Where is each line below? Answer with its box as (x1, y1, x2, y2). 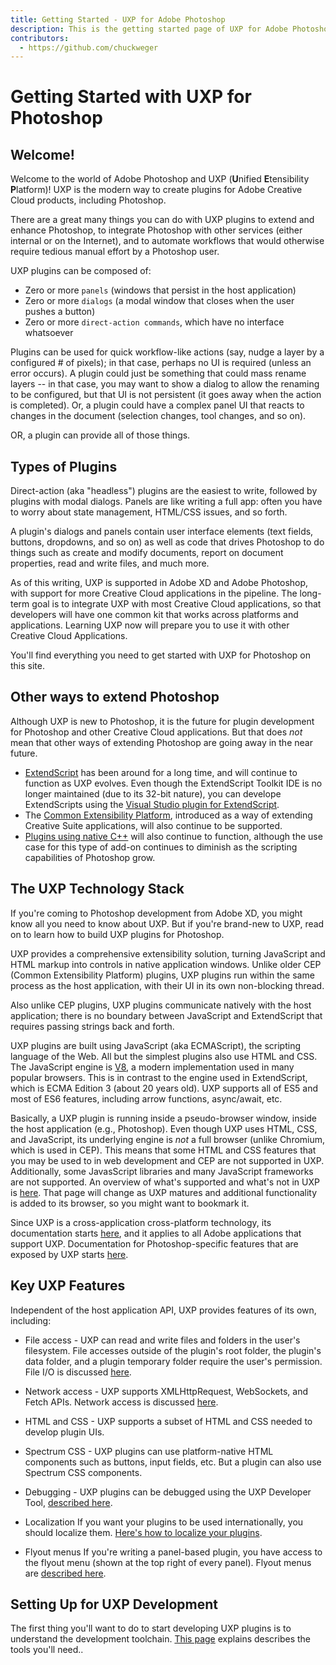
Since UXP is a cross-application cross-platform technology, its (10, 1216, 272, 1228)
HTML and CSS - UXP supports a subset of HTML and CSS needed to (24, 1415, 313, 1427)
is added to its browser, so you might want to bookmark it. (10, 1197, 250, 1209)
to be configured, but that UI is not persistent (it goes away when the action (10, 389, 322, 401)
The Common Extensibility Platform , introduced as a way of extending (24, 809, 313, 821)
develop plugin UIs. (24, 1426, 105, 1438)
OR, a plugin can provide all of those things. (10, 429, 191, 441)
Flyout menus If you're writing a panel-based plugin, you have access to (24, 1546, 323, 1558)
